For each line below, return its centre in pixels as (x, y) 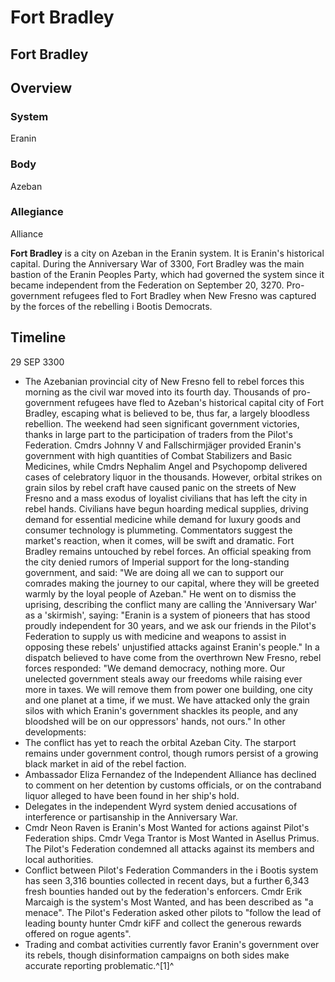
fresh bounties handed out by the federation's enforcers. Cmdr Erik (163, 891)
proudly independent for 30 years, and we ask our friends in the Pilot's (170, 625)
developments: (55, 732)
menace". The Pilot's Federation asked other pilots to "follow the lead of (173, 912)
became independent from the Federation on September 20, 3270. (147, 285)
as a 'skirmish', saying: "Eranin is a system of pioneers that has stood (167, 615)
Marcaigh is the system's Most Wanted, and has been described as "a (169, 902)
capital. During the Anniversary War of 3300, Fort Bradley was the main (157, 263)
